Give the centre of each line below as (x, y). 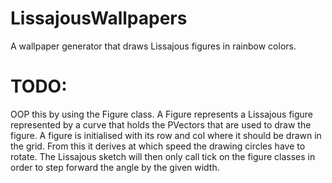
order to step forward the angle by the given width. (115, 167)
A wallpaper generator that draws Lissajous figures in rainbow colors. (153, 46)
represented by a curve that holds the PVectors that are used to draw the (161, 124)
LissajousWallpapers (99, 18)
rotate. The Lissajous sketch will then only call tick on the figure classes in (163, 156)
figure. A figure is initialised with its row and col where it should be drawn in (166, 135)
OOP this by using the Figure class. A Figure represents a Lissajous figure (162, 114)
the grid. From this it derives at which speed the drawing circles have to (158, 146)
